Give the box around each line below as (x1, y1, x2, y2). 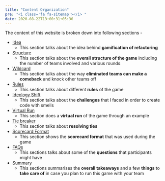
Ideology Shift (12, 92, 41, 98)
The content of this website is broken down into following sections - (5, 30, 142, 36)
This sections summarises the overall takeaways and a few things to (19, 165, 160, 171)
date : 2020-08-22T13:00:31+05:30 (5, 16, 74, 21)
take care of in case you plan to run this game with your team (19, 171, 144, 177)
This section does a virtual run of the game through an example (19, 113, 149, 119)
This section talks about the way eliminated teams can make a (19, 71, 147, 77)
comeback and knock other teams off (19, 76, 97, 82)
